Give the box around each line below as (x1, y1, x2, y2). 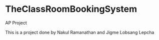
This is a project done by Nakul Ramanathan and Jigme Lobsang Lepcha (5, 29, 154, 35)
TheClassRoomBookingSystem (5, 3, 137, 15)
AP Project (5, 20, 27, 26)
